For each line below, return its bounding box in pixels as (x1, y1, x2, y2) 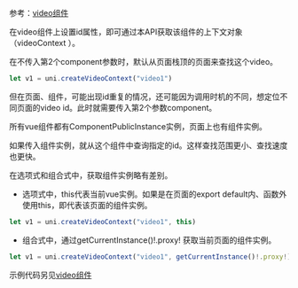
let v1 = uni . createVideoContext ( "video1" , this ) (9, 217, 197, 226)
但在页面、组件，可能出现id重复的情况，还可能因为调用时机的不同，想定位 (9, 91, 280, 102)
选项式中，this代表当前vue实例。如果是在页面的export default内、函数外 (21, 189, 287, 199)
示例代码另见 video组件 (9, 269, 92, 280)
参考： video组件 (9, 8, 69, 18)
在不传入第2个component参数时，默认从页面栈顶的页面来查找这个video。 (9, 57, 278, 66)
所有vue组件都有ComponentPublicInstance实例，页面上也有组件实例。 (9, 121, 268, 131)
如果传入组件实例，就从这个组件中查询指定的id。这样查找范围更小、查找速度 (9, 140, 288, 151)
